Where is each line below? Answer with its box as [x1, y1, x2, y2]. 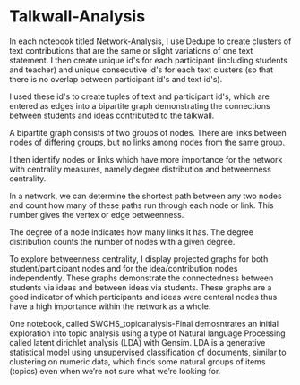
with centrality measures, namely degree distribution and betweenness [9, 163, 271, 174]
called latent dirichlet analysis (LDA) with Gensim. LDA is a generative [9, 337, 266, 347]
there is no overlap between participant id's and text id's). [9, 73, 223, 84]
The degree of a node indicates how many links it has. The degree [9, 226, 253, 238]
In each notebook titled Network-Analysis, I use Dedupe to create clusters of [9, 36, 292, 46]
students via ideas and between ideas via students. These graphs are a [9, 281, 272, 292]
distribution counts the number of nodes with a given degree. [9, 236, 236, 247]
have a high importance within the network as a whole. [9, 301, 211, 312]
